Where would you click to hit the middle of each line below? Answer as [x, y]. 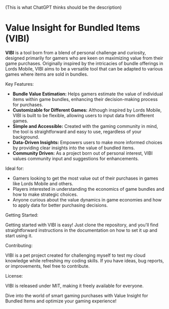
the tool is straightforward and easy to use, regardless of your [77, 131]
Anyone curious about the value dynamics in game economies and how [87, 199]
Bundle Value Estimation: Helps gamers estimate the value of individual [88, 94]
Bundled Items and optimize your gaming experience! [61, 301]
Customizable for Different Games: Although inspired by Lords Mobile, [87, 110]
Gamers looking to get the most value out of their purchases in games [85, 178]
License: [14, 276]
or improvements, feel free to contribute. [48, 266]
